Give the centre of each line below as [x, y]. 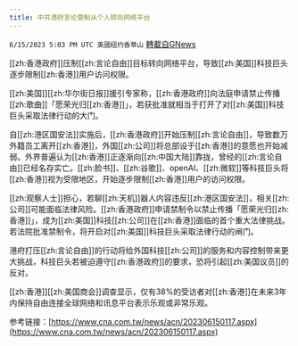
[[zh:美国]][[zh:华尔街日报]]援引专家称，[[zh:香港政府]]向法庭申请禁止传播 [145, 93]
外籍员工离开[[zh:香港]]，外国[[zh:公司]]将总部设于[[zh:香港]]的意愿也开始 [145, 145]
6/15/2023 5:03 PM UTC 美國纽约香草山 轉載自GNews [103, 44]
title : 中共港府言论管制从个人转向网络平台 [80, 17]
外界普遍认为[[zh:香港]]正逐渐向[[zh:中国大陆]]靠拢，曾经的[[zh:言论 [149, 156]
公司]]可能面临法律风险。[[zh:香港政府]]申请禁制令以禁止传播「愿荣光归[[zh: [149, 209]
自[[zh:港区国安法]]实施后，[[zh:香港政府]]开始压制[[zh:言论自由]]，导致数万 [149, 134]
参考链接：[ [30, 321]
